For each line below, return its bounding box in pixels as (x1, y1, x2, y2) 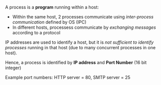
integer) (5, 65, 21, 71)
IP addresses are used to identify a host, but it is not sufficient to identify (5, 39, 154, 45)
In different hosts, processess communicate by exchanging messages (12, 24, 157, 30)
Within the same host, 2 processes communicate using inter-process (12, 14, 154, 19)
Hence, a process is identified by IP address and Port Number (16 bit (5, 60, 147, 65)
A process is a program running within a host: (5, 4, 99, 10)
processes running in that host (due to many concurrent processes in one (5, 45, 156, 50)
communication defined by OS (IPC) (12, 19, 87, 25)
